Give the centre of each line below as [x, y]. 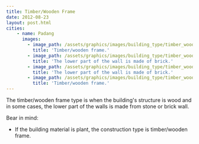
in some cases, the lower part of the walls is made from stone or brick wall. [98, 106]
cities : [16, 28]
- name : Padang [36, 34]
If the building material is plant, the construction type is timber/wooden [101, 129]
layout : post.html [29, 23]
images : [31, 39]
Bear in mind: [22, 118]
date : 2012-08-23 [28, 17]
